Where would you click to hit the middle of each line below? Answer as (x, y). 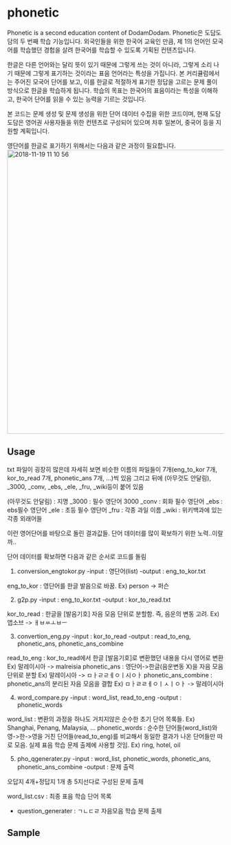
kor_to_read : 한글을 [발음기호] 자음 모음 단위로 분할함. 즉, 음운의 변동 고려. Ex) (113, 614)
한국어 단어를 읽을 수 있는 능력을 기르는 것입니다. (81, 99)
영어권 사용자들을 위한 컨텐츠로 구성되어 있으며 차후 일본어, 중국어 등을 (120, 122)
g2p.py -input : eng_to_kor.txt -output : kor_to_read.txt (94, 599)
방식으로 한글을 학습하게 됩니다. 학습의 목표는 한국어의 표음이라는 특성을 (103, 90)
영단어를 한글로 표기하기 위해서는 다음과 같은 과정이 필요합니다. (92, 146)
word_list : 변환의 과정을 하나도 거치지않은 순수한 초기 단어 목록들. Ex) (101, 719)
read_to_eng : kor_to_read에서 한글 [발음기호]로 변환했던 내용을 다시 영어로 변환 (115, 657)
